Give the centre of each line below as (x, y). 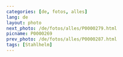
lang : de (17, 17)
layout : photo (24, 23)
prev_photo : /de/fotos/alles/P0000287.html (62, 39)
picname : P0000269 (29, 34)
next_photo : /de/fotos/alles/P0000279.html (62, 28)
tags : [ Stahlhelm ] (29, 45)
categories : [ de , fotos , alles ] (47, 12)
